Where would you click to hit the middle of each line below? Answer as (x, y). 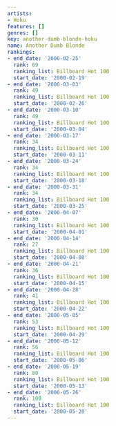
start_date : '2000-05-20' (51, 412)
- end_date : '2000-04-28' (44, 290)
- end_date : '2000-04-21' (44, 264)
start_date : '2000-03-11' (51, 155)
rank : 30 (26, 219)
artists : (20, 13)
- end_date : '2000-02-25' (44, 59)
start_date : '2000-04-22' (51, 309)
